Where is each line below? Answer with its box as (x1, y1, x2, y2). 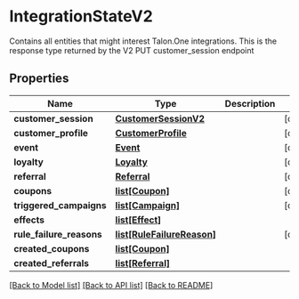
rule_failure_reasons (13, 228, 102, 240)
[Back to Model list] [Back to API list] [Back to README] (9, 279, 214, 290)
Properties (9, 71, 69, 86)
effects (13, 214, 44, 226)
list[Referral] (115, 256, 171, 269)
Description (224, 97, 276, 109)
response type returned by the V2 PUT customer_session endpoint (9, 44, 255, 55)
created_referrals (13, 256, 90, 269)
